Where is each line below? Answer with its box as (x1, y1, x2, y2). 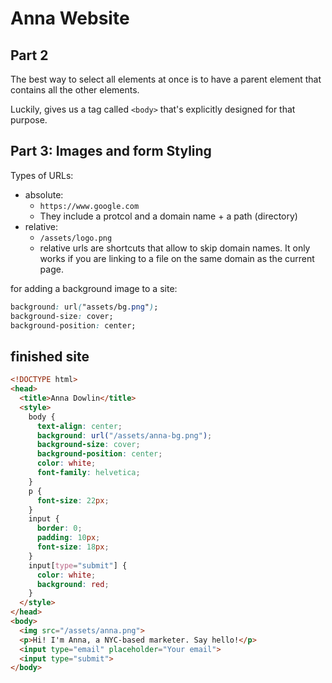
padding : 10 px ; (36, 533, 101, 543)
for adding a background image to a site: (10, 282, 178, 294)
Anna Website (10, 7, 130, 30)
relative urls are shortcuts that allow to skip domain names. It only (39, 242, 311, 254)
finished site (10, 348, 90, 365)
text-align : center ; (36, 421, 123, 431)
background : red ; (36, 579, 110, 589)
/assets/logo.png (39, 233, 113, 243)
